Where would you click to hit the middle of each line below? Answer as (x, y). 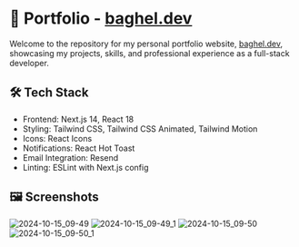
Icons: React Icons (57, 138)
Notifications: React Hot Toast (79, 148)
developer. (30, 63)
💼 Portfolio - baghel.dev (101, 19)
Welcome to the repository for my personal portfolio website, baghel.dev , (146, 44)
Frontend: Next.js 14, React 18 (78, 119)
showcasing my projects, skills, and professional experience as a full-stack (149, 53)
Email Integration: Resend (70, 157)
